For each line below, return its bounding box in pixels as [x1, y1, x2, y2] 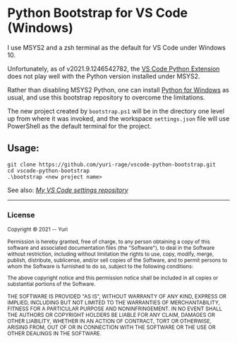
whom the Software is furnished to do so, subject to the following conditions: [7, 263, 194, 270]
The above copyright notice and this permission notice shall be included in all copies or [7, 274, 219, 282]
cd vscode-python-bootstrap [7, 167, 90, 174]
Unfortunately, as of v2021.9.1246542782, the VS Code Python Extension [7, 64, 220, 73]
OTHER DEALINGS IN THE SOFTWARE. [7, 330, 102, 337]
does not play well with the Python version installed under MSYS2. [7, 72, 200, 80]
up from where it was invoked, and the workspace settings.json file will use [7, 114, 230, 123]
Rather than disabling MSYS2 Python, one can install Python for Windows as [7, 85, 229, 94]
